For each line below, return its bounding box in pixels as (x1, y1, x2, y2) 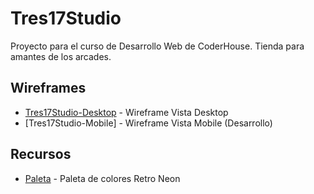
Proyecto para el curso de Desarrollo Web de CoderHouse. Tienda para (10, 40, 305, 52)
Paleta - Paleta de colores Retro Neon (24, 172, 181, 184)
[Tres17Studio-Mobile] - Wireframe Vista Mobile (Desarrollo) (24, 117, 273, 129)
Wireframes (10, 80, 87, 97)
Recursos (10, 146, 72, 163)
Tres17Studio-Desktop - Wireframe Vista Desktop (24, 106, 229, 118)
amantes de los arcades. (10, 50, 112, 62)
